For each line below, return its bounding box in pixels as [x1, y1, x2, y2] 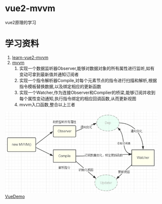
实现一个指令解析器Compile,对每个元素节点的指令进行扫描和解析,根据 [19, 77, 157, 83]
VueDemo [5, 194, 25, 200]
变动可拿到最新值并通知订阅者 [19, 71, 79, 77]
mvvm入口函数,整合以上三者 [19, 102, 75, 107]
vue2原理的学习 [5, 19, 36, 25]
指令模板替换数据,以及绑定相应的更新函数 [19, 83, 102, 89]
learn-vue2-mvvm [12, 54, 48, 60]
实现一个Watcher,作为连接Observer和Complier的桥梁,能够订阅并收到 [19, 89, 156, 95]
